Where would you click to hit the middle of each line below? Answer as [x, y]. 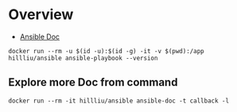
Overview [41, 15]
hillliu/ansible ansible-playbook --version [83, 58]
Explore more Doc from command [93, 82]
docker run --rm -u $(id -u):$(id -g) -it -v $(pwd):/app [106, 51]
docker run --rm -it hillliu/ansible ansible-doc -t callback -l [118, 101]
